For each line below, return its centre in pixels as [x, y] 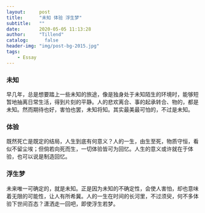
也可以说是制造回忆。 [44, 157]
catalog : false [33, 40]
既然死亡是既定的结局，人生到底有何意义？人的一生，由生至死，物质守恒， [100, 142]
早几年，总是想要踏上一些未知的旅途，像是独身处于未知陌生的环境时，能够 [100, 94]
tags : [13, 52]
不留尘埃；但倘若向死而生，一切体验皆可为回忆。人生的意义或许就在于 [99, 149]
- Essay [27, 57]
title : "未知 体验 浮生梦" [44, 18]
